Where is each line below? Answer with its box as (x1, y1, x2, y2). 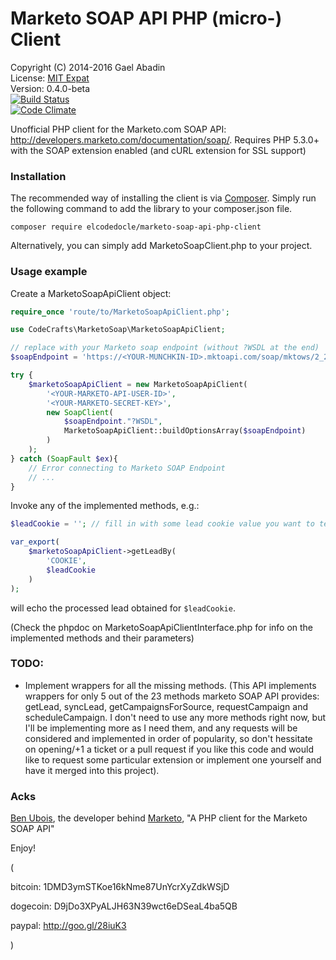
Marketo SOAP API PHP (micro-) (10, 7, 283, 30)
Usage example (10, 265, 88, 279)
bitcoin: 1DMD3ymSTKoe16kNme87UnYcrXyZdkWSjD (10, 881, 230, 893)
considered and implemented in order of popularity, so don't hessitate (24, 732, 313, 744)
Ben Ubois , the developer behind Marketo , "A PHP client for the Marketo (10, 812, 308, 824)
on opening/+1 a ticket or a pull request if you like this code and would (24, 743, 314, 755)
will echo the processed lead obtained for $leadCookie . (10, 602, 236, 614)
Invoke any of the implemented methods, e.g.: (10, 500, 200, 512)
